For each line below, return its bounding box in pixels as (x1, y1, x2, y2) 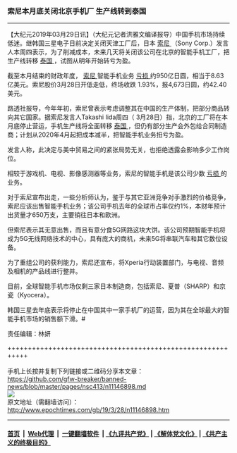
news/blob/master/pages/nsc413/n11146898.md (7, 383, 147, 391)
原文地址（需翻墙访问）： (7, 398, 79, 407)
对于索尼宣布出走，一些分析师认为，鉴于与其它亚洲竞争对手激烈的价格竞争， (7, 193, 230, 201)
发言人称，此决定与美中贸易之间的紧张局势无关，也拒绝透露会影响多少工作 (7, 146, 224, 154)
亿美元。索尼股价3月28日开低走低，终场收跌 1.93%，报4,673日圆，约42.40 (7, 80, 227, 89)
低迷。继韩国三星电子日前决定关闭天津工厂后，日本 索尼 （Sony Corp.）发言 (7, 39, 229, 47)
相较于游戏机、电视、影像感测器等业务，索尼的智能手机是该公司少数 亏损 (7, 169, 219, 178)
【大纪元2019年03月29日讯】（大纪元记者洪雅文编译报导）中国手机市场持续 (7, 30, 226, 39)
